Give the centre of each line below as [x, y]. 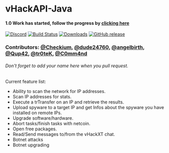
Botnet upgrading [31, 145]
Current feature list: [26, 81]
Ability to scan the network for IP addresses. [59, 91]
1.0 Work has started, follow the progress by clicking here [67, 23]
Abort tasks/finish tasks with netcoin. [51, 123]
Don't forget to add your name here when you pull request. [67, 66]
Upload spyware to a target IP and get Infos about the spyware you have [88, 107]
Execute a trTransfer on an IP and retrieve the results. [68, 102]
